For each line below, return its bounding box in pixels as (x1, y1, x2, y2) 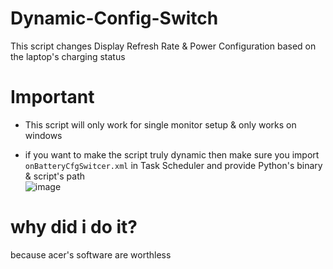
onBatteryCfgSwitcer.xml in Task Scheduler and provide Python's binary (24, 159, 323, 171)
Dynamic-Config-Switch (10, 7, 219, 30)
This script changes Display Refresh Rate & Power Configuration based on (10, 40, 317, 52)
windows (24, 129, 63, 141)
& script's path (24, 170, 86, 182)
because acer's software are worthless (10, 248, 172, 261)
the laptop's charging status (10, 50, 126, 62)
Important (10, 86, 95, 109)
